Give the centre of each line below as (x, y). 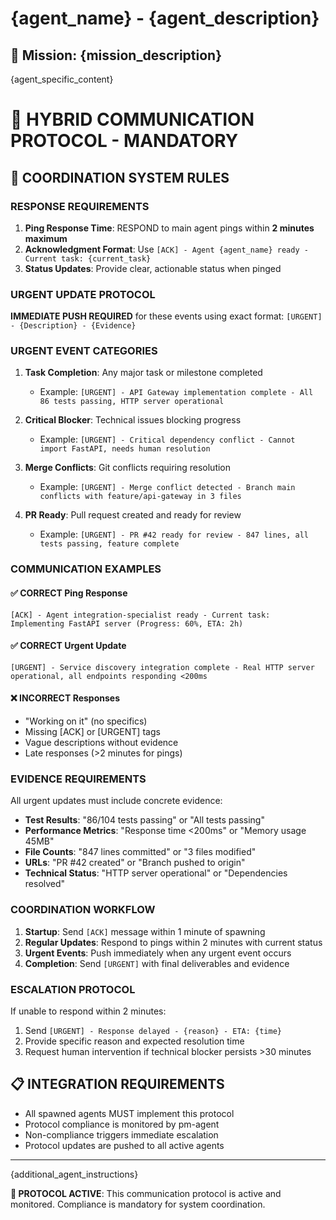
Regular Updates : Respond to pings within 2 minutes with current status (173, 942)
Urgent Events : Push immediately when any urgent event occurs (158, 953)
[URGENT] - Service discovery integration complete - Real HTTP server (162, 667)
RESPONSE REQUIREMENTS (80, 206)
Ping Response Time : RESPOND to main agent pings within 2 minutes (169, 228)
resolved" (45, 884)
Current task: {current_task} (88, 258)
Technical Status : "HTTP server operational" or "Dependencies (156, 873)
